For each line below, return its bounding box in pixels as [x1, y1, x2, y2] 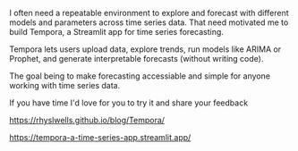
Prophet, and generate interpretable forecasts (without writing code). [9, 54, 264, 63]
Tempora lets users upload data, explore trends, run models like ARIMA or [9, 44, 282, 55]
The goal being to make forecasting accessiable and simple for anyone [9, 71, 271, 81]
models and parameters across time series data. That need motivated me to [9, 17, 289, 28]
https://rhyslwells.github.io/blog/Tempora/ [9, 115, 166, 125]
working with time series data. [9, 80, 121, 90]
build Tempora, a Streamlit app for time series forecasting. [9, 27, 224, 37]
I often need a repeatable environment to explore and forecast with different [9, 8, 289, 18]
